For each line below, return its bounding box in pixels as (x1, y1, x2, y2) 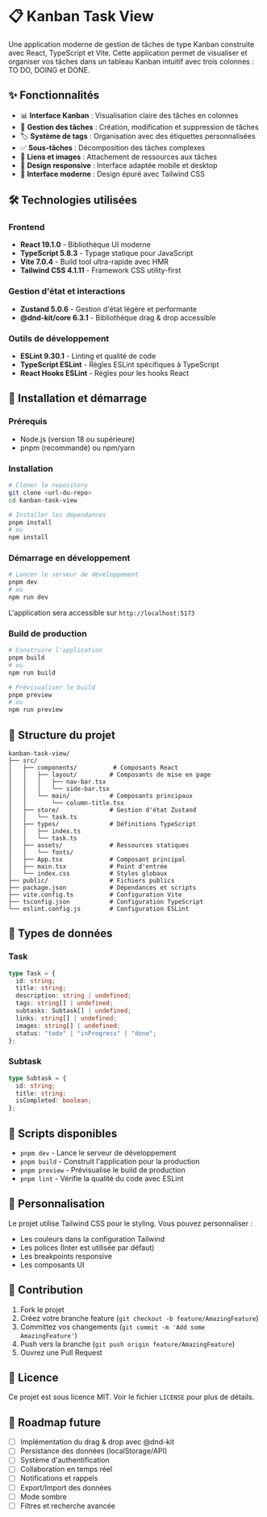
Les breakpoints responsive (19, 1251, 113, 1260)
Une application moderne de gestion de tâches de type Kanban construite (8, 39, 255, 49)
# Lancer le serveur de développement (8, 570, 139, 579)
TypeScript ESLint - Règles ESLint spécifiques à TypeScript (19, 360, 219, 370)
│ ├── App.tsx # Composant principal (8, 855, 186, 864)
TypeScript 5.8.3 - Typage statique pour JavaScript (19, 249, 194, 258)
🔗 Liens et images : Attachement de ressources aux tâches (19, 152, 218, 161)
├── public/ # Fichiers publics (8, 877, 175, 885)
